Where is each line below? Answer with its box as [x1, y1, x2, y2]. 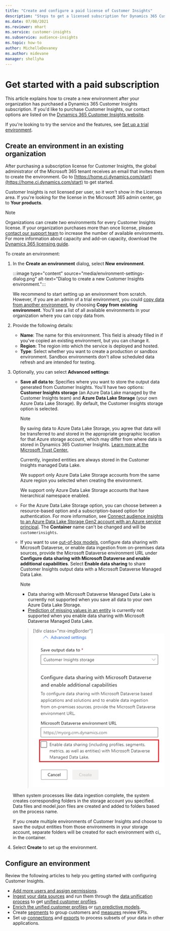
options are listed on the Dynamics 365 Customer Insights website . [5, 112, 145, 118]
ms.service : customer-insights [5, 29, 71, 35]
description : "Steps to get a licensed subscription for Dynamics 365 [5, 13, 157, 19]
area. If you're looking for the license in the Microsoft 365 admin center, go [5, 194, 161, 200]
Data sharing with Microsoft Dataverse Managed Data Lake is [27, 591, 156, 597]
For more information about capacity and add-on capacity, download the [5, 236, 157, 242]
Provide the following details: [12, 323, 73, 329]
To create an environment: [5, 251, 60, 257]
